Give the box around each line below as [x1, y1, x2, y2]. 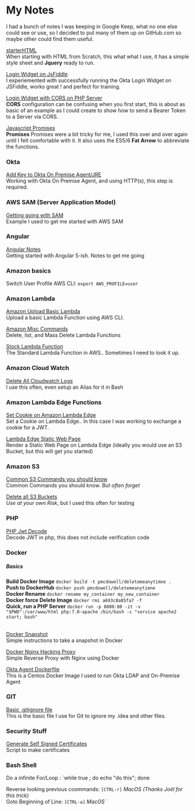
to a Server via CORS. [6, 113, 59, 120]
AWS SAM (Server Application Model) [6, 198, 116, 206]
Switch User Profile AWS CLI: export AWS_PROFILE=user [6, 280, 139, 287]
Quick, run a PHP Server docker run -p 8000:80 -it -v [6, 602, 141, 610]
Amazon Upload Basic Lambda [6, 308, 80, 315]
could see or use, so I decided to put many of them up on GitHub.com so [6, 29, 182, 36]
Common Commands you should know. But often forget [6, 482, 141, 489]
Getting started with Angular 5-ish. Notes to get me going [6, 252, 145, 259]
